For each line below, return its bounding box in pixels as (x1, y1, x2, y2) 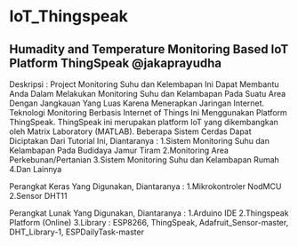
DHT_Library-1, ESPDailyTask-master (9, 226, 145, 237)
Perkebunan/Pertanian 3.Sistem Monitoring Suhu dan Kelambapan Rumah (9, 155, 280, 165)
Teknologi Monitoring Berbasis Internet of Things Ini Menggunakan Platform (9, 107, 287, 117)
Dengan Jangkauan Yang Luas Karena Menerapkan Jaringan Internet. (9, 98, 265, 108)
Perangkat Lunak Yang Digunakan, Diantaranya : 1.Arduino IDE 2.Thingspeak (9, 208, 289, 218)
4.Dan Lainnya (9, 164, 62, 174)
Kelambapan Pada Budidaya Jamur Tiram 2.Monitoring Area (9, 145, 230, 155)
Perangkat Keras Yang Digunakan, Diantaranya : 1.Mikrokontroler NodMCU (9, 181, 282, 192)
